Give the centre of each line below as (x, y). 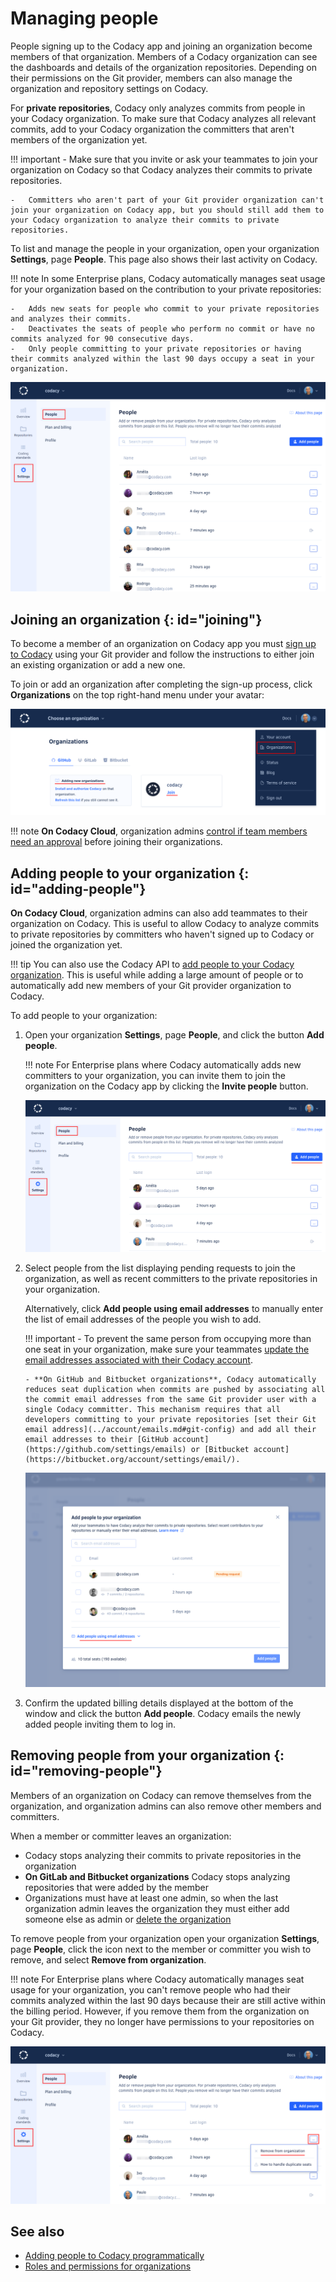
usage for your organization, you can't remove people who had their (150, 1989)
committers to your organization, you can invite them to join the (155, 1076)
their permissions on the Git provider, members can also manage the (151, 78)
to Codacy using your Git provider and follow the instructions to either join (162, 654)
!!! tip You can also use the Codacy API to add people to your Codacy (152, 964)
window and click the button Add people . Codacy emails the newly (163, 1713)
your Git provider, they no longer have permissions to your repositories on (162, 2021)
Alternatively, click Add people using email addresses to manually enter (174, 1309)
